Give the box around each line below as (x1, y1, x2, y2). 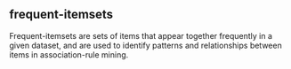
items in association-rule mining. (9, 49, 129, 60)
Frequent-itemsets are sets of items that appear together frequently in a (9, 30, 273, 41)
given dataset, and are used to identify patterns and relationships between (9, 40, 282, 50)
